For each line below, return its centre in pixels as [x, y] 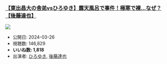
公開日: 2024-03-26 [33, 37]
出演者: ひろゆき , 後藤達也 [39, 56]
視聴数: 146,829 [29, 44]
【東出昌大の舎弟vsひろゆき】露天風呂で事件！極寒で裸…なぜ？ [83, 8]
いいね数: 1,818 [28, 50]
